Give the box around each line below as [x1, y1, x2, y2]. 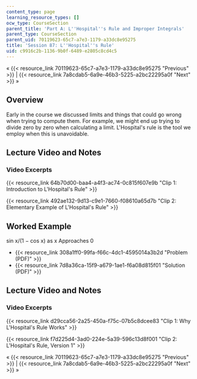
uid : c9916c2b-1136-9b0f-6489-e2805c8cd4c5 [6, 48, 117, 54]
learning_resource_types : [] [6, 14, 80, 20]
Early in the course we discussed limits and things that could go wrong [6, 111, 182, 118]
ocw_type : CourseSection [6, 20, 69, 26]
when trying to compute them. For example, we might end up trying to [6, 117, 180, 124]
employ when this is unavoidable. [6, 130, 89, 137]
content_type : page [6, 8, 55, 15]
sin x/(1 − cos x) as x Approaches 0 [6, 237, 94, 245]
